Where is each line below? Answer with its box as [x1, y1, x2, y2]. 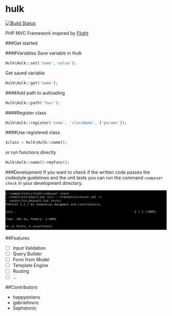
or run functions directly [5, 150, 56, 156]
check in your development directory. [5, 180, 83, 187]
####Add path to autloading [5, 89, 65, 96]
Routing [12, 268, 30, 274]
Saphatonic [12, 305, 37, 311]
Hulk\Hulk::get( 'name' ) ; [5, 80, 58, 85]
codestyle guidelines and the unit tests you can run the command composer [5, 175, 163, 181]
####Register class [5, 109, 47, 116]
